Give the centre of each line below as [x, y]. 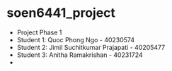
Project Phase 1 [39, 32]
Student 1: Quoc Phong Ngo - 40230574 [76, 39]
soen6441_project [61, 13]
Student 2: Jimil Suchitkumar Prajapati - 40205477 [91, 47]
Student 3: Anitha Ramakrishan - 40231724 [80, 55]
